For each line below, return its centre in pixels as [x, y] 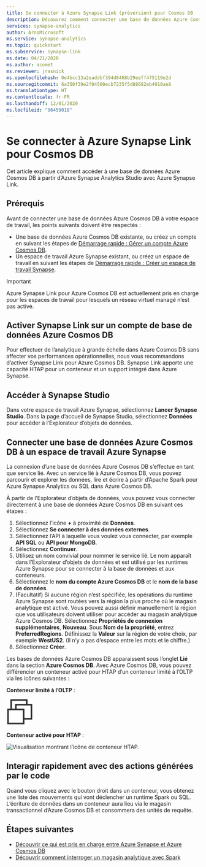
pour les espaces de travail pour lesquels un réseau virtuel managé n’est [98, 299]
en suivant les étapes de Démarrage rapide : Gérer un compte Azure [101, 243]
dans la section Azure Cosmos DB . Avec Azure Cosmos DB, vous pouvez [99, 665]
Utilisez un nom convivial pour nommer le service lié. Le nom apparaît [103, 555]
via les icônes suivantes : [38, 678]
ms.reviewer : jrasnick [35, 71]
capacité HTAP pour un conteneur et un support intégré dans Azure [92, 369]
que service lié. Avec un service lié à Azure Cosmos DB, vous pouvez [94, 473]
